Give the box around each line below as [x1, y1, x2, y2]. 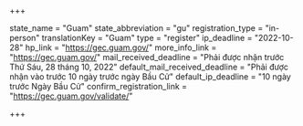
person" [9, 33, 40, 43]
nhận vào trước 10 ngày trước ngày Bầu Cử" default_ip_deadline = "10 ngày [9, 71, 292, 82]
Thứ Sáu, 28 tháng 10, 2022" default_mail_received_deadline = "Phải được [9, 61, 289, 72]
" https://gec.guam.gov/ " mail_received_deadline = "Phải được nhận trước [9, 52, 285, 62]
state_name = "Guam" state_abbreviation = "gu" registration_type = [9, 23, 264, 33]
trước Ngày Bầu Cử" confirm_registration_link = [9, 81, 188, 91]
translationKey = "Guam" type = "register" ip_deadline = [41, 33, 253, 43]
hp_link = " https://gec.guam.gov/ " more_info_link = [25, 42, 217, 53]
